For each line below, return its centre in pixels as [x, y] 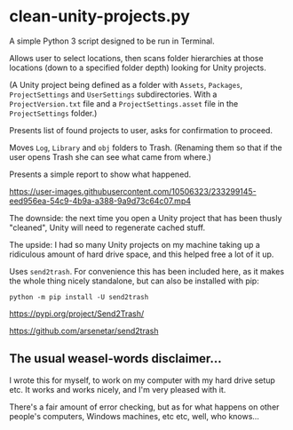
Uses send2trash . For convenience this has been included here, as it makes [147, 271]
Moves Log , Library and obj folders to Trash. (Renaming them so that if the [146, 147]
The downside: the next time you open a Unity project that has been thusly [146, 218]
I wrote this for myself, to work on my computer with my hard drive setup [142, 380]
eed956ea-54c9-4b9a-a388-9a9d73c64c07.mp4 [100, 201]
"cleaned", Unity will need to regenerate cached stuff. [107, 227]
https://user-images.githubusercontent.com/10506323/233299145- [133, 191]
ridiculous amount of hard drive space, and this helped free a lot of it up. [142, 254]
